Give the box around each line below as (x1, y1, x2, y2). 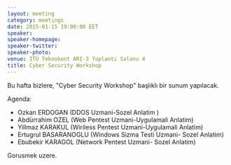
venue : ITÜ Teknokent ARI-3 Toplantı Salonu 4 (7, 56, 146, 63)
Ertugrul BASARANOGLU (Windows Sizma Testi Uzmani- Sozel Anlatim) (17, 130, 224, 139)
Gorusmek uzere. (7, 151, 57, 159)
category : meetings (7, 17, 64, 24)
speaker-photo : (7, 49, 52, 56)
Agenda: (7, 95, 32, 103)
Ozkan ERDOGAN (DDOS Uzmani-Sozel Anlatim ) (17, 108, 160, 116)
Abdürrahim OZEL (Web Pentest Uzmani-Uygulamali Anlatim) (17, 116, 194, 124)
